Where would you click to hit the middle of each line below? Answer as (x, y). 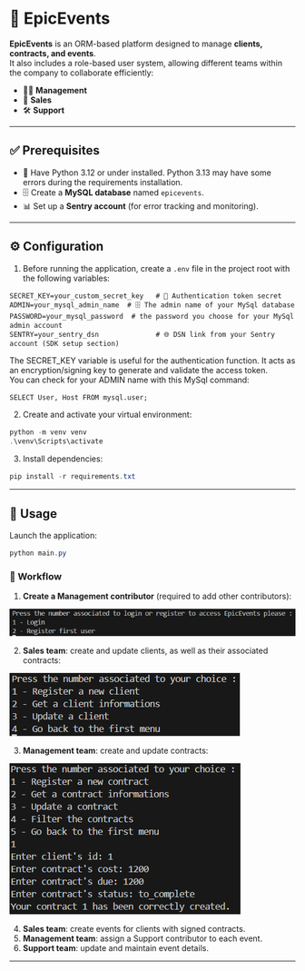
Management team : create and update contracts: (115, 750)
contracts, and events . (53, 53)
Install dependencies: (63, 459)
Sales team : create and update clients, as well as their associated (145, 650)
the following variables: (66, 278)
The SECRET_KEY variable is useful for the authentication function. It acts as (152, 360)
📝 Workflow (35, 576)
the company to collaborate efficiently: (82, 73)
